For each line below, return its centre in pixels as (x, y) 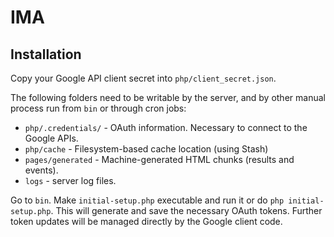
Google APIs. (51, 138)
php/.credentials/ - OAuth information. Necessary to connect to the (166, 127)
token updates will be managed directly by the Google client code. (146, 221)
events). (41, 170)
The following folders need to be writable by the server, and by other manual (168, 97)
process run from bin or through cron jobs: (98, 108)
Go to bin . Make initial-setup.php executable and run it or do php (147, 200)
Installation (46, 54)
